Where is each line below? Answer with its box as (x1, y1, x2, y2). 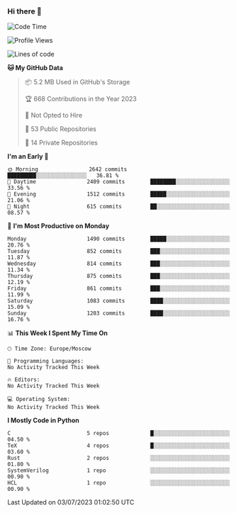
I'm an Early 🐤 (7, 152, 49, 161)
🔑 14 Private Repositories (24, 138, 98, 147)
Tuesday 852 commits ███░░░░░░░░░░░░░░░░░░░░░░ (7, 248, 231, 255)
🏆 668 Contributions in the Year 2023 (24, 95, 137, 103)
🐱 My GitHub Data (7, 64, 64, 72)
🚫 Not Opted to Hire (24, 111, 83, 120)
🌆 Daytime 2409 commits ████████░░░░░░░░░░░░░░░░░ (7, 179, 231, 186)
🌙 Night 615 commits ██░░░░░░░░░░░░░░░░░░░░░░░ (7, 203, 231, 210)
